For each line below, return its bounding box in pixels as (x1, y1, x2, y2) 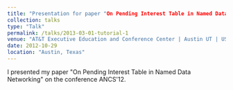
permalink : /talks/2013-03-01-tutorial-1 (7, 29, 129, 37)
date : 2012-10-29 (7, 42, 58, 49)
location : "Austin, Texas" (7, 49, 85, 56)
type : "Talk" (7, 23, 45, 30)
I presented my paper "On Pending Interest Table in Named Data (7, 67, 191, 76)
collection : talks (7, 17, 60, 24)
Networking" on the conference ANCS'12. (7, 75, 126, 83)
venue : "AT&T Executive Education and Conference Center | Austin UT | (7, 36, 218, 43)
